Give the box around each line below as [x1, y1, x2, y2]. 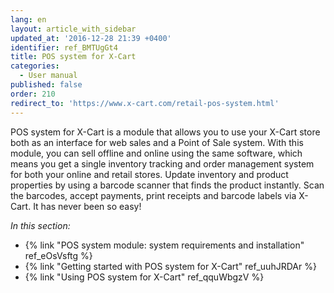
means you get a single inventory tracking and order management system [10, 157, 315, 170]
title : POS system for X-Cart [10, 52, 137, 62]
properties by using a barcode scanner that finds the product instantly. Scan [10, 179, 325, 191]
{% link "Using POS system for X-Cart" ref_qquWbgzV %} [24, 271, 265, 283]
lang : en [10, 14, 47, 25]
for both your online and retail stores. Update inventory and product [10, 168, 289, 180]
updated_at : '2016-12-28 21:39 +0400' [10, 33, 172, 43]
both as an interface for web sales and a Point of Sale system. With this [10, 136, 304, 148]
